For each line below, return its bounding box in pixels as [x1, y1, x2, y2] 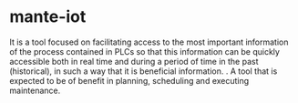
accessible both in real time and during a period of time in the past [9, 56, 259, 67]
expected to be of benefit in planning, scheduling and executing [9, 75, 250, 86]
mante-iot [9, 6, 87, 27]
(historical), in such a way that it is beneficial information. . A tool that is [9, 66, 278, 77]
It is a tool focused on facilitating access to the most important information [9, 36, 289, 47]
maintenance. [9, 85, 61, 96]
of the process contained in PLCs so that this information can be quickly [9, 46, 281, 57]
